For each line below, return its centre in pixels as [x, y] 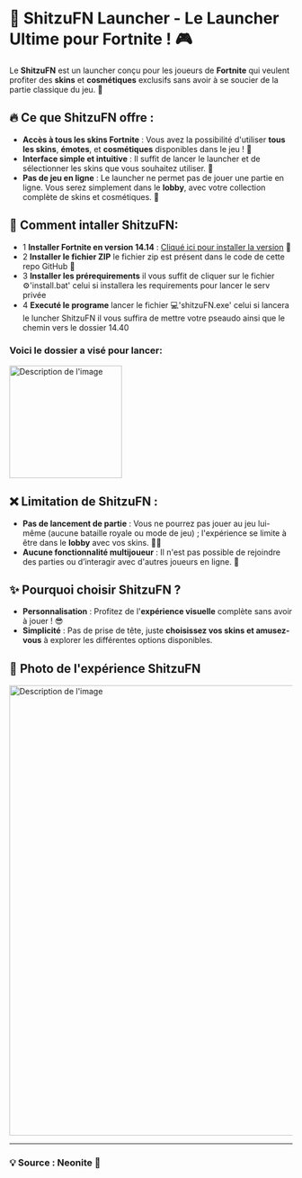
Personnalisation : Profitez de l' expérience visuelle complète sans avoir [157, 612]
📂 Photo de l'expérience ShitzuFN [105, 669]
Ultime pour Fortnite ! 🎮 [101, 39]
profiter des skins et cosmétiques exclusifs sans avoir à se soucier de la [144, 79]
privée [34, 294]
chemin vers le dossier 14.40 [75, 327]
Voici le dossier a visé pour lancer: [86, 350]
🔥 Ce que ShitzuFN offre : [82, 118]
